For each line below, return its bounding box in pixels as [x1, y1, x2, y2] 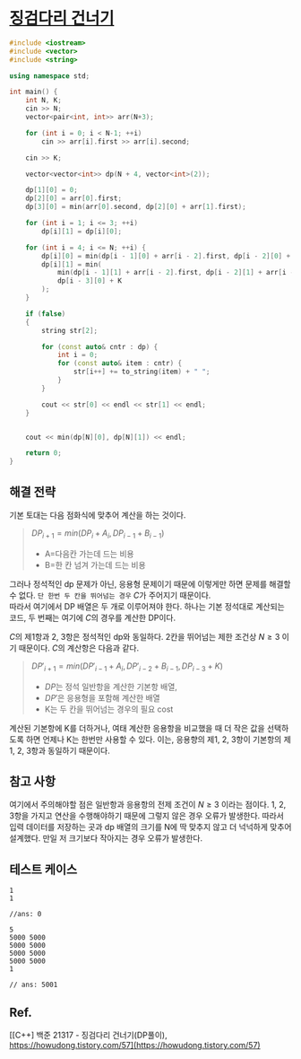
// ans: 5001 [9, 980, 58, 990]
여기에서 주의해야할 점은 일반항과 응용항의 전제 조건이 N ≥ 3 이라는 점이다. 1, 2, [9, 800, 287, 810]
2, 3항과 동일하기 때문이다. [16, 745, 110, 756]
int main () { [9, 87, 58, 97]
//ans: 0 [9, 910, 42, 919]
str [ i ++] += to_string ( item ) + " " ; [73, 367, 211, 377]
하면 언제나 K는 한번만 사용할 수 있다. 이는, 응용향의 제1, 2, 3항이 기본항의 [25, 733, 282, 745]
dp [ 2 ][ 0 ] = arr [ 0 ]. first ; [25, 194, 123, 203]
